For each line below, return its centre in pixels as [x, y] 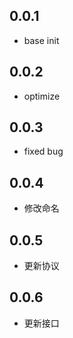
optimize [42, 96]
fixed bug [43, 151]
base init [41, 40]
